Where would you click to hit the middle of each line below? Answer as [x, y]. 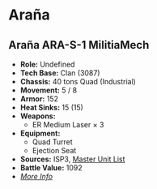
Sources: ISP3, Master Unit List [72, 159]
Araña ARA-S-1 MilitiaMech [79, 45]
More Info [36, 176]
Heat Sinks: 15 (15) [51, 107]
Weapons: [38, 116]
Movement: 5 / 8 [49, 90]
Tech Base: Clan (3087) [60, 73]
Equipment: [40, 133]
